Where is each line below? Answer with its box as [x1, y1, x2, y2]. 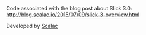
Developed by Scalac [6, 23, 58, 29]
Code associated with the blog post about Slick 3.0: [6, 5, 132, 12]
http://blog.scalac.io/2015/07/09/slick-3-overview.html [6, 11, 140, 18]
